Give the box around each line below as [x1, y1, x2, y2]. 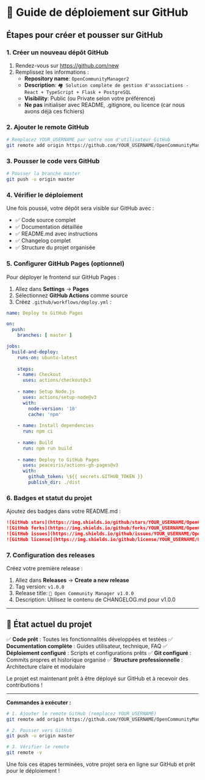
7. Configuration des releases [6, 551, 95, 559]
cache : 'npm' [28, 411, 62, 417]
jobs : [6, 343, 20, 349]
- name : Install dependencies [17, 423, 95, 429]
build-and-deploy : [12, 349, 59, 355]
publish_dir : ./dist [28, 479, 81, 485]
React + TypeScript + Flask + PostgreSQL [24, 89, 131, 95]
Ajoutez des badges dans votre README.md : [6, 507, 121, 515]
